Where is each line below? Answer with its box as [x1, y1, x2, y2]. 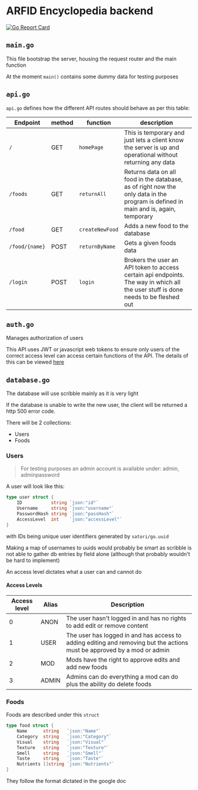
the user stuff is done [124, 285, 183, 294]
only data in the [124, 190, 167, 198]
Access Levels [6, 582, 43, 589]
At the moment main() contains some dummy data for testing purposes [6, 73, 179, 80]
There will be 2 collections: [6, 419, 72, 426]
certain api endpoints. [124, 271, 184, 279]
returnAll [79, 191, 107, 197]
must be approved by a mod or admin [66, 646, 170, 654]
